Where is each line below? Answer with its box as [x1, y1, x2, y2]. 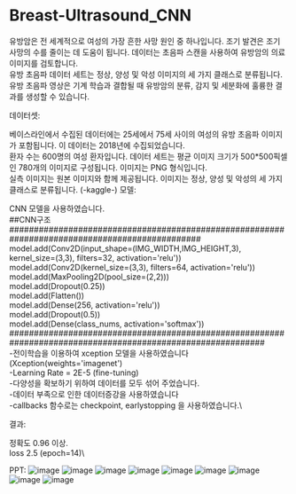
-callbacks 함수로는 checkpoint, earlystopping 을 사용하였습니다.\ [9, 400, 243, 411]
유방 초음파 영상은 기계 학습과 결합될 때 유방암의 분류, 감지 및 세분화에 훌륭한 [9, 80, 274, 90]
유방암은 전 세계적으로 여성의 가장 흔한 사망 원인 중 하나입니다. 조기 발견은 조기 [9, 35, 281, 46]
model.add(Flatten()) [9, 290, 85, 301]
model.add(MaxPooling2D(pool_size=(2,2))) [9, 271, 170, 282]
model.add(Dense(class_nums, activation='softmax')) [9, 318, 205, 329]
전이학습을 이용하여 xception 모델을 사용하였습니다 [12, 348, 189, 358]
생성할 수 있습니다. [25, 90, 90, 102]
